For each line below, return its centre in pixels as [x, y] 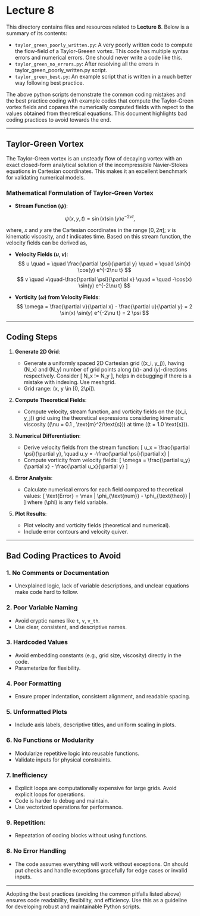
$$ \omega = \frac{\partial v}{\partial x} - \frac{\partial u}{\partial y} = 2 [104, 306]
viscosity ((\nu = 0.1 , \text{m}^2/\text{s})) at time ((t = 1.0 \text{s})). [106, 424]
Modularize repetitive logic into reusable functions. [77, 753]
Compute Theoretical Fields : [51, 400]
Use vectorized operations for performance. [69, 807]
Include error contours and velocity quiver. [76, 531]
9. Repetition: [26, 822]
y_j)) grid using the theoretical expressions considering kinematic [104, 417]
